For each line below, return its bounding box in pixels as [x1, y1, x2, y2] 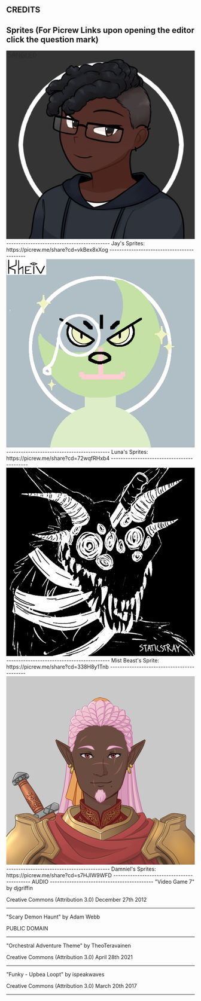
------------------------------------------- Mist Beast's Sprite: [6, 657, 160, 664]
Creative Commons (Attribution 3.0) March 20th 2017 [6, 982, 138, 990]
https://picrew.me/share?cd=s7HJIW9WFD [6, 872, 112, 879]
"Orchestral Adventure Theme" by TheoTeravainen [6, 942, 132, 950]
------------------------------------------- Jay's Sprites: [6, 240, 145, 247]
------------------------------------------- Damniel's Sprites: [6, 865, 157, 872]
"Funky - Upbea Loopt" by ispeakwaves [6, 971, 105, 978]
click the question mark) [6, 34, 99, 44]
